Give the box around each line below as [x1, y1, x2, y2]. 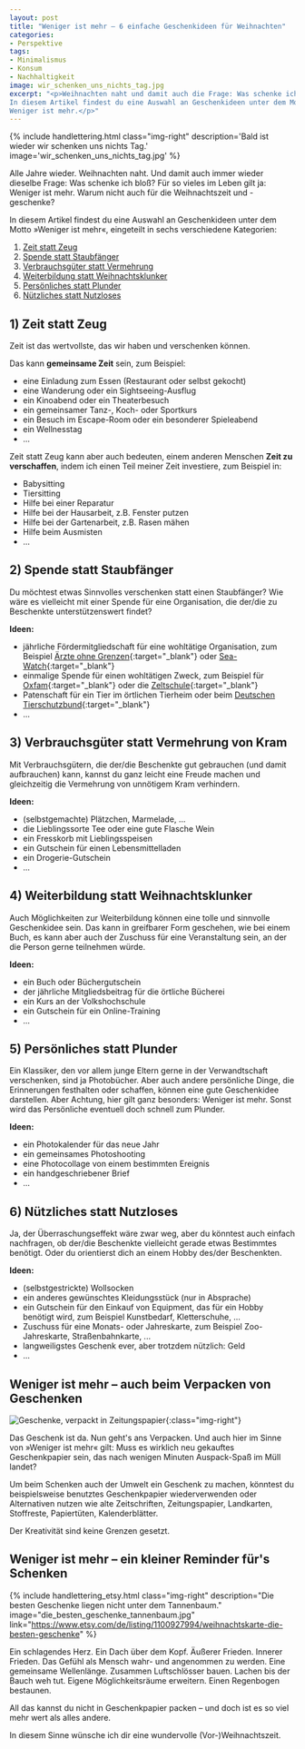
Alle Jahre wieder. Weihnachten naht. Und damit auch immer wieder [9, 168, 264, 179]
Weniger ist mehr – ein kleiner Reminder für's [9, 1552, 271, 1567]
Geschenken [9, 1390, 84, 1406]
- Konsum [9, 64, 43, 74]
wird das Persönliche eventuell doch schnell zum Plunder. [9, 1104, 225, 1115]
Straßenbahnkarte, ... [72, 1331, 152, 1342]
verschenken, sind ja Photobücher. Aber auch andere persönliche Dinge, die [9, 1075, 295, 1086]
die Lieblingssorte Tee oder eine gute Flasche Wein [22, 823, 215, 834]
